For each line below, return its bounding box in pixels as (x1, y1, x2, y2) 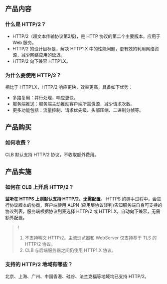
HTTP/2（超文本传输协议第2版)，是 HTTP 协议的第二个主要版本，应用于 (12, 33, 161, 39)
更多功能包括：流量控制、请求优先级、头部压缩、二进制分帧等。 (12, 107, 144, 113)
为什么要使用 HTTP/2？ (5, 72, 61, 79)
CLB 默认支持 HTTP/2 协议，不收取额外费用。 (5, 151, 99, 157)
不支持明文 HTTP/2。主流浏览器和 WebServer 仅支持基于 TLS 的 (24, 235, 157, 241)
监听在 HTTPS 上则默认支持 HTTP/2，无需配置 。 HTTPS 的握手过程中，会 (5, 196, 157, 202)
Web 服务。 (12, 39, 36, 45)
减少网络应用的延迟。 (21, 52, 65, 58)
